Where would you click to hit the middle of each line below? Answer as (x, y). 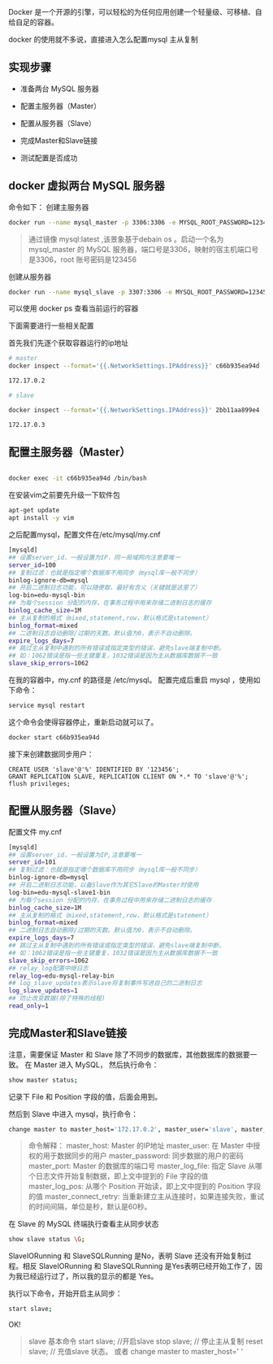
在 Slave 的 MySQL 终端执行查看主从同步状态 (84, 1224)
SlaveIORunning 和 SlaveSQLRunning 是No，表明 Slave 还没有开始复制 (127, 1256)
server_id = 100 (32, 565)
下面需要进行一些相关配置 (51, 326)
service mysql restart (47, 706)
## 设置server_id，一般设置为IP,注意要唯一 (75, 855)
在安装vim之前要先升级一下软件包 (64, 495)
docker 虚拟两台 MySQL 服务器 (87, 186)
